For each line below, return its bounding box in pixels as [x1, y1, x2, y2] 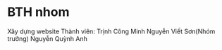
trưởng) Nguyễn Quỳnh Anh [7, 34, 88, 42]
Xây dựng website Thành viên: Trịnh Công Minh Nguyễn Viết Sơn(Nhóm [7, 27, 216, 35]
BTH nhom [7, 4, 70, 20]
